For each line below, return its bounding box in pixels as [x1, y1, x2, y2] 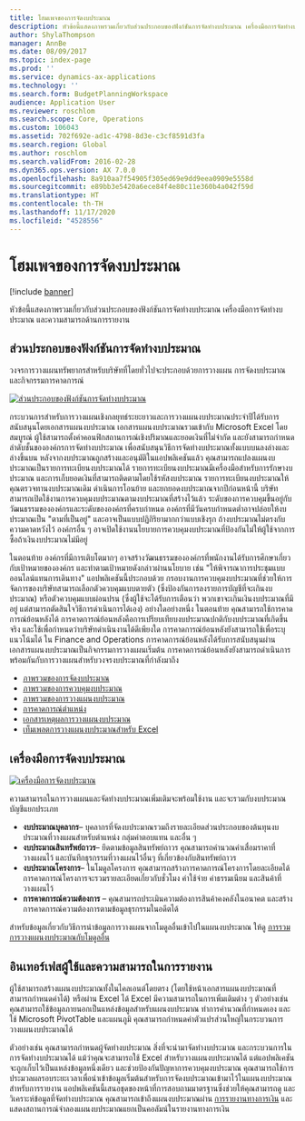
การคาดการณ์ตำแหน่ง [22, 704, 87, 715]
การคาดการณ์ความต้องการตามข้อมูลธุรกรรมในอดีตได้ [22, 904, 179, 915]
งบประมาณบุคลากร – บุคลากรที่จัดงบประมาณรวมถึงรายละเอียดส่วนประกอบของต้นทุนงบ [22, 822, 280, 833]
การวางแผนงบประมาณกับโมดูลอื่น [9, 932, 111, 943]
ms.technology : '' [9, 81, 79, 90]
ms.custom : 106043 [9, 124, 79, 133]
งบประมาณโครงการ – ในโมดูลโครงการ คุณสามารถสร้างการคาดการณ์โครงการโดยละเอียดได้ [22, 863, 290, 874]
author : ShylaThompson [9, 30, 95, 39]
